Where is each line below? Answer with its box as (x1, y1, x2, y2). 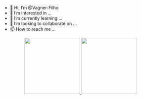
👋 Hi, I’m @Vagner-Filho (9, 5, 59, 10)
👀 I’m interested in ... (9, 10, 52, 16)
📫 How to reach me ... (9, 26, 56, 32)
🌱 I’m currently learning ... (9, 15, 63, 21)
